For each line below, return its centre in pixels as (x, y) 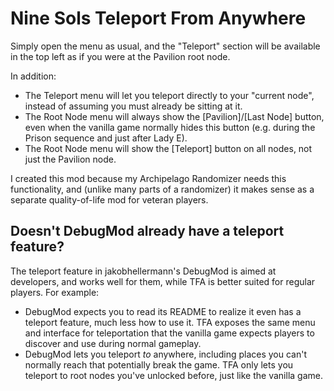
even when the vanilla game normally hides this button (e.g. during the (170, 127)
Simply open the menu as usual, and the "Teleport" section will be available (165, 46)
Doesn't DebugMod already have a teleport (147, 231)
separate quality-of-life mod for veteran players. (109, 199)
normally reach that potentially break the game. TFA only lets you (159, 364)
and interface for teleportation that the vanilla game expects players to (169, 333)
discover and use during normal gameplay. (113, 343)
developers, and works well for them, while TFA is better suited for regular (163, 281)
